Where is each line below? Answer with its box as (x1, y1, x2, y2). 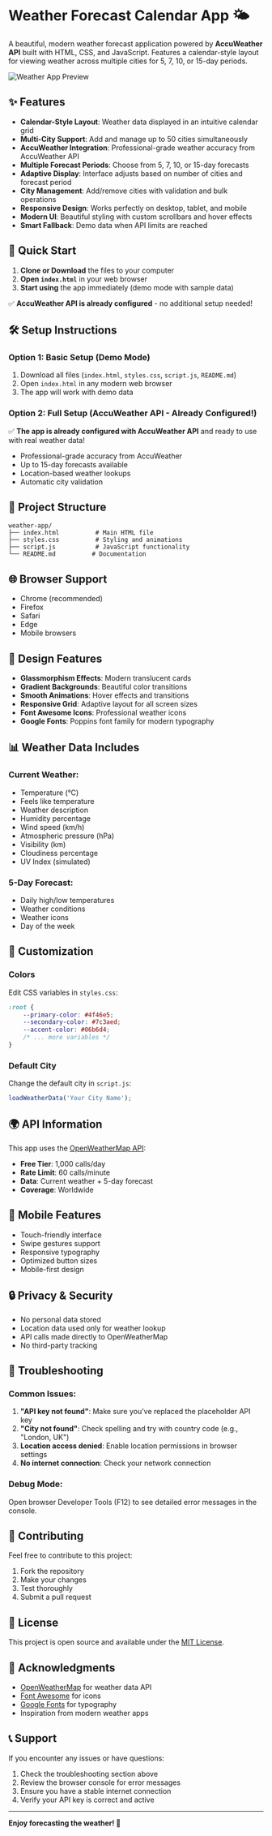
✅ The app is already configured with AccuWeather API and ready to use (8, 426, 257, 436)
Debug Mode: (8, 1478, 63, 1490)
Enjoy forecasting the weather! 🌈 (8, 1818, 121, 1828)
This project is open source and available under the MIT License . (8, 1637, 225, 1647)
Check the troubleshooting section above (19, 1769, 159, 1778)
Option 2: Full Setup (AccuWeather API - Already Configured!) (8, 407, 257, 419)
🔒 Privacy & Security (8, 1289, 113, 1303)
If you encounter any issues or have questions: (8, 1753, 164, 1763)
